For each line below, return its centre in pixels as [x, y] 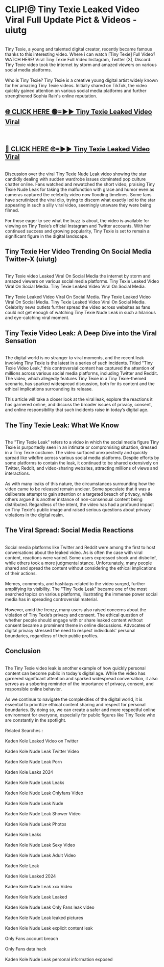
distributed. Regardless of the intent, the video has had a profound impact [80, 505]
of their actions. [21, 573]
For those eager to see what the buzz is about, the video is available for [77, 220]
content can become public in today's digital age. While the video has [75, 673]
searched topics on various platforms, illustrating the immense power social [81, 594]
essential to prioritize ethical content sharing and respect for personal [75, 704]
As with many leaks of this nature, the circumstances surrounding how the [80, 484]
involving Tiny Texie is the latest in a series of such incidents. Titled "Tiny [79, 363]
